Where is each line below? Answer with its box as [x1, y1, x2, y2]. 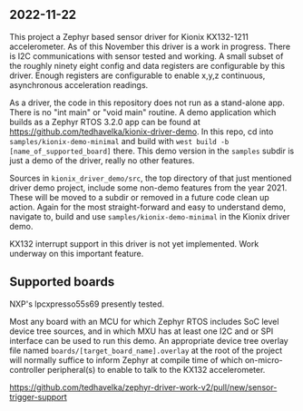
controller [9, 364, 45, 375]
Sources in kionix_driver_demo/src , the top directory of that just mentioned [9, 172, 292, 183]
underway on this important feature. [9, 248, 144, 259]
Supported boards [9, 274, 115, 289]
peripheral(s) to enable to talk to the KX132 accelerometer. [46, 364, 266, 375]
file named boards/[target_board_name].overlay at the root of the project [9, 345, 283, 356]
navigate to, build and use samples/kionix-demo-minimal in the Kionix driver [9, 210, 290, 221]
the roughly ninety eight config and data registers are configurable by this [9, 60, 286, 71]
